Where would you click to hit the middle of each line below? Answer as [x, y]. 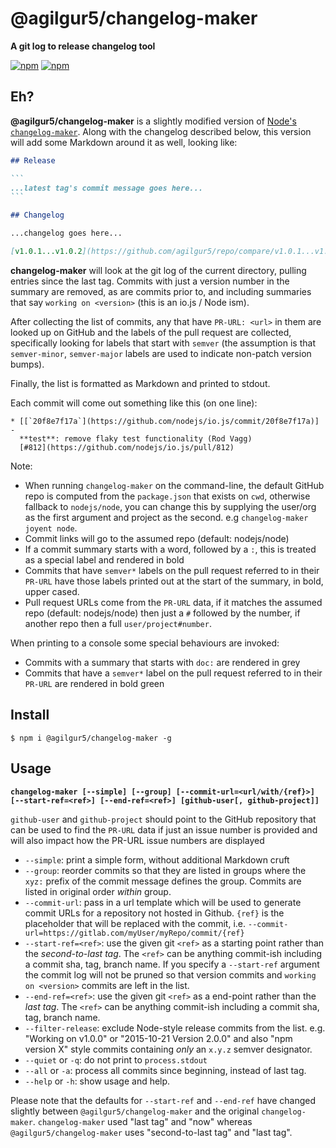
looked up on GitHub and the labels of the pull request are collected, [151, 332]
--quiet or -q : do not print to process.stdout [116, 1059]
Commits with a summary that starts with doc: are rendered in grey [162, 662]
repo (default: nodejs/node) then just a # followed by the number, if [162, 613]
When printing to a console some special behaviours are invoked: [145, 643]
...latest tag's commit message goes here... [106, 188]
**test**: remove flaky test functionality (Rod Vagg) [136, 438]
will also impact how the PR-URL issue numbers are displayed [137, 840]
